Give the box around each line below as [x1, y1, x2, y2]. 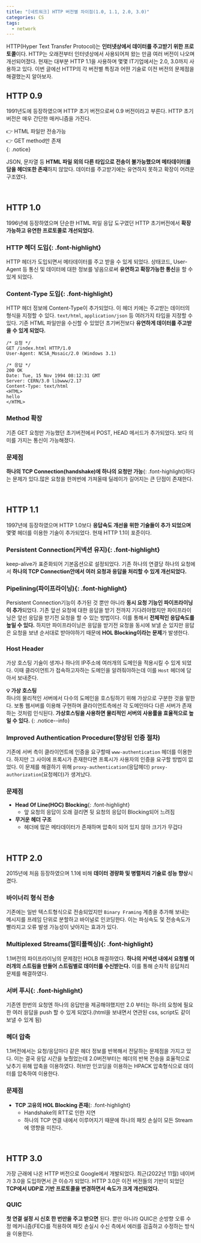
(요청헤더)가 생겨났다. [41, 771, 92, 778]
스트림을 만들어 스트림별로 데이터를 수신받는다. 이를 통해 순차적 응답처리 [22, 962, 190, 969]
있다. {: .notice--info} [18, 717, 70, 724]
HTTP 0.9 [6, 91, 43, 101]
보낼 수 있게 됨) [6, 1016, 42, 1024]
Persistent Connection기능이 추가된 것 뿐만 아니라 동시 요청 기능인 [6, 599, 163, 606]
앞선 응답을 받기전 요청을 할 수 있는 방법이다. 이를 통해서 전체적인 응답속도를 [17, 614, 195, 621]
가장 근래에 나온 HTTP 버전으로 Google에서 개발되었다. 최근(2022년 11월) [6, 1170, 179, 1177]
